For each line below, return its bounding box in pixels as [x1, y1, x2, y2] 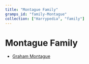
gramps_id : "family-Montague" [5, 12, 67, 17]
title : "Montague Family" [5, 7, 58, 12]
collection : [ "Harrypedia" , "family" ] [5, 16, 85, 21]
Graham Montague [12, 53, 51, 59]
